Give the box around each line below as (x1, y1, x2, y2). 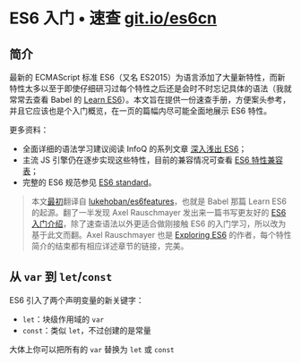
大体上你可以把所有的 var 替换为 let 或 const (9, 343, 175, 354)
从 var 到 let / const (9, 269, 113, 284)
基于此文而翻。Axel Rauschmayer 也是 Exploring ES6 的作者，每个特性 (30, 230, 292, 240)
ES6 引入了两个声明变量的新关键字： (9, 294, 145, 305)
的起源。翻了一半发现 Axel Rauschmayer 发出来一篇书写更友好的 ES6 (30, 207, 287, 217)
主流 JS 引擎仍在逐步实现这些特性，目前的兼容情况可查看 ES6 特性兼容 (21, 155, 284, 165)
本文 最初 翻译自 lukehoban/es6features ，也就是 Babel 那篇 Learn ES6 (30, 196, 287, 207)
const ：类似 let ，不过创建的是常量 (21, 325, 152, 335)
